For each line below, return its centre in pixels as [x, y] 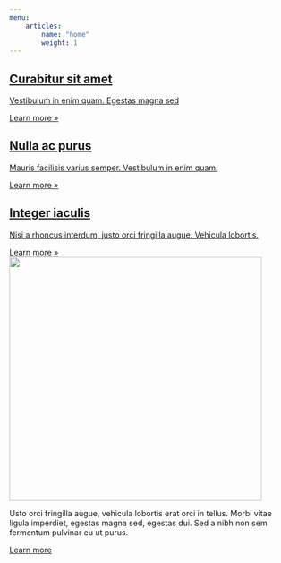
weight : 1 [60, 43]
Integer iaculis [50, 213]
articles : [44, 26]
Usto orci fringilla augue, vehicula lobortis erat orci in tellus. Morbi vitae [141, 513]
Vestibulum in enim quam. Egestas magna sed [94, 100]
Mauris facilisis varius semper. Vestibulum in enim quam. [114, 168]
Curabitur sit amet [61, 78]
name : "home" [66, 34]
